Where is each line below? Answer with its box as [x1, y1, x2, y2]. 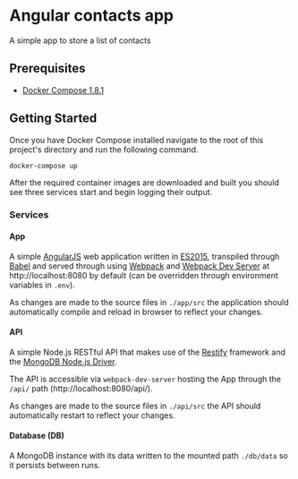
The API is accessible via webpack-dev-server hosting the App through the [9, 373, 282, 384]
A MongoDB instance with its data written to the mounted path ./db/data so [9, 450, 288, 461]
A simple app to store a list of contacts [9, 35, 151, 46]
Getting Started [9, 111, 98, 126]
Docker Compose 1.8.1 [21, 84, 105, 95]
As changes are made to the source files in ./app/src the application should [9, 296, 289, 307]
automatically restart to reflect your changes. [9, 409, 176, 421]
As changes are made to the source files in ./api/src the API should [9, 400, 261, 411]
